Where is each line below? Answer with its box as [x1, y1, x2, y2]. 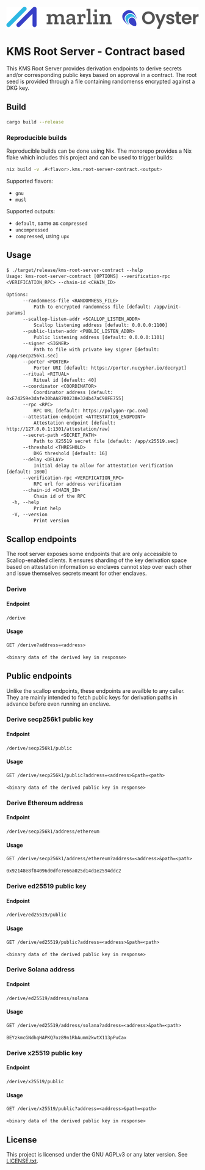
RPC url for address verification [33, 481, 121, 487]
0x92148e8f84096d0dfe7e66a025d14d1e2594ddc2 [6, 868, 121, 874]
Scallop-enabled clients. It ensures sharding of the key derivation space [6, 557, 187, 564]
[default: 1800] [6, 469, 48, 475]
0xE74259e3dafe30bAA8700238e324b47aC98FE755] [6, 395, 124, 401]
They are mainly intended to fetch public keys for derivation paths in [6, 693, 178, 701]
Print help [33, 505, 62, 511]
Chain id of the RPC [33, 493, 86, 499]
